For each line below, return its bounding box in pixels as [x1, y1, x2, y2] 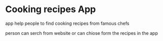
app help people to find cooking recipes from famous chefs [5, 20, 129, 26]
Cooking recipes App [5, 4, 96, 15]
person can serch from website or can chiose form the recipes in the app [5, 30, 158, 36]
